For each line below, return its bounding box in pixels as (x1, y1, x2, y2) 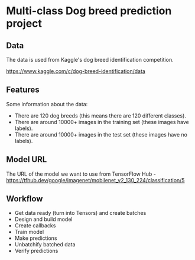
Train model (14, 229, 44, 236)
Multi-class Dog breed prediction (6, 4, 172, 18)
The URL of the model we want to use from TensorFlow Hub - (6, 170, 157, 177)
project (6, 17, 43, 30)
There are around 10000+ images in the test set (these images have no (14, 131, 188, 138)
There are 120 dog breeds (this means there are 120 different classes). (14, 112, 186, 119)
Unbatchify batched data (14, 241, 76, 248)
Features (6, 85, 40, 95)
